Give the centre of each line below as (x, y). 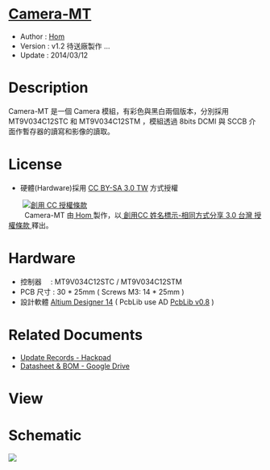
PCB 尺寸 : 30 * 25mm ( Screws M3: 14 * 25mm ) (102, 292)
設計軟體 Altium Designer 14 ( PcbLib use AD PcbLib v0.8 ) (117, 302)
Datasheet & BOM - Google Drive (75, 366)
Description (48, 88)
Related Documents (76, 335)
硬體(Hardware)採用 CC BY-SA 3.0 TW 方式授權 (99, 187)
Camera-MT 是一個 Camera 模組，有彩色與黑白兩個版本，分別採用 (119, 111)
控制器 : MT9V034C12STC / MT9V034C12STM (101, 281)
